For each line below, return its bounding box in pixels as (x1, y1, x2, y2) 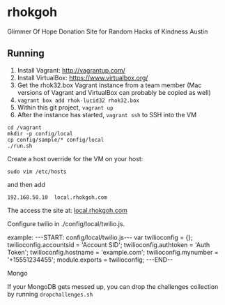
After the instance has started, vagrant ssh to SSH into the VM (17, 110, 197, 119)
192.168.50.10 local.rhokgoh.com (7, 193, 108, 201)
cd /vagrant (7, 124, 42, 131)
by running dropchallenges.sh (7, 290, 93, 298)
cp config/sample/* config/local (7, 136, 104, 143)
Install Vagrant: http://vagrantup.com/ (17, 66, 125, 74)
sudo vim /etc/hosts (7, 168, 68, 175)
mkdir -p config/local (7, 130, 73, 137)
